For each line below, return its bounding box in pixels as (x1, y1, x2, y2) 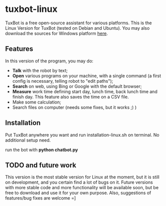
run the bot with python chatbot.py (5, 147, 79, 153)
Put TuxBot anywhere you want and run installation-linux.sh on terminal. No (5, 132, 160, 138)
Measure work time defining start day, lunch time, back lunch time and (12, 88, 158, 95)
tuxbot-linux (5, 3, 58, 15)
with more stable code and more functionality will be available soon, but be (5, 185, 159, 191)
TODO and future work (5, 161, 77, 169)
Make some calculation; (12, 99, 61, 105)
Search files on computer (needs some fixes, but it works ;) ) (12, 104, 137, 110)
